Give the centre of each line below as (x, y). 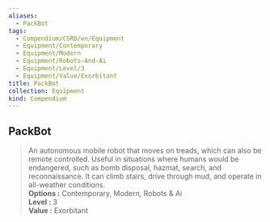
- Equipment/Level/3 (50, 69)
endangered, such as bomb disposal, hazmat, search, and (125, 168)
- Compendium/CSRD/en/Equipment (70, 38)
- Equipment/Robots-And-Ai (61, 61)
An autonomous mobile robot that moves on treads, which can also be (145, 151)
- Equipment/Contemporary (59, 46)
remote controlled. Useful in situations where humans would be (134, 159)
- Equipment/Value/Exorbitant (66, 76)
